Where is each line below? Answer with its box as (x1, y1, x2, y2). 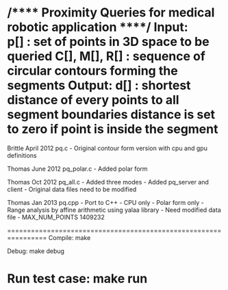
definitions (7, 151, 37, 159)
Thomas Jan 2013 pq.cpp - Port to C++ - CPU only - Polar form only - (7, 198, 204, 206)
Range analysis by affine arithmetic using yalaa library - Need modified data (7, 206, 221, 214)
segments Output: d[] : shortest (7, 77, 191, 93)
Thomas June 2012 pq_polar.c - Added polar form (7, 165, 149, 173)
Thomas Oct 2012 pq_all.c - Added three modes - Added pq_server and (7, 178, 209, 186)
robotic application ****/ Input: (7, 19, 188, 35)
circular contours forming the (7, 63, 178, 79)
